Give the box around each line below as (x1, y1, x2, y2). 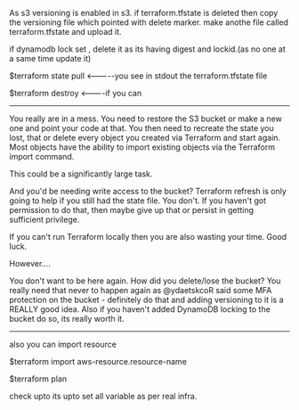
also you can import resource (9, 339, 117, 349)
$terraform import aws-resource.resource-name (9, 357, 187, 366)
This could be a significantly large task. (9, 168, 153, 179)
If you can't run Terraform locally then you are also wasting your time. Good (9, 232, 287, 242)
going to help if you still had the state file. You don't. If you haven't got (9, 195, 267, 206)
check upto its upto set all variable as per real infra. (9, 391, 198, 401)
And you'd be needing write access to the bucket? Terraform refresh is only (9, 186, 287, 196)
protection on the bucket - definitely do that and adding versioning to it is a (9, 294, 284, 305)
